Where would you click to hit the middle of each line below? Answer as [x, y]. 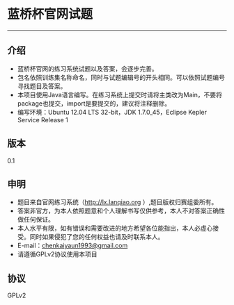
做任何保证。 [36, 220]
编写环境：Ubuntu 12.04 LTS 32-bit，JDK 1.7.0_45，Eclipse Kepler [112, 112]
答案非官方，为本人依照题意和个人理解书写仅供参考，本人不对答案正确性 [121, 211]
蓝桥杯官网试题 [50, 14]
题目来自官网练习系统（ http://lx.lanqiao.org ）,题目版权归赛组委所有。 [117, 202]
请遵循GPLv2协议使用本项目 [57, 254]
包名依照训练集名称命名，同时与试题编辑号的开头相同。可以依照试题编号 [121, 77]
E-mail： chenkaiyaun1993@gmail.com [72, 246]
